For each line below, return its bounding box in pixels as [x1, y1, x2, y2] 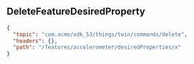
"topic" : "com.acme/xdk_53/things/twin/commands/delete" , [13, 31, 188, 38]
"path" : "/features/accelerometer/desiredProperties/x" [13, 44, 181, 51]
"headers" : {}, [13, 37, 58, 44]
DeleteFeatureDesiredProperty [6, 6, 146, 18]
